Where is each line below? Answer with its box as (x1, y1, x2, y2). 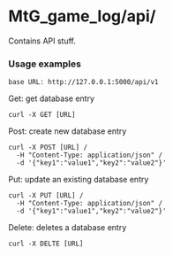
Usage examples (8, 58, 81, 70)
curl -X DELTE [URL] (8, 239, 85, 249)
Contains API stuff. (8, 35, 76, 46)
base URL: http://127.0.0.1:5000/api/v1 (8, 78, 160, 87)
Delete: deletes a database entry (8, 222, 127, 233)
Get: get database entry (8, 93, 94, 104)
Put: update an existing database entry (8, 175, 149, 185)
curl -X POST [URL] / (8, 144, 88, 152)
